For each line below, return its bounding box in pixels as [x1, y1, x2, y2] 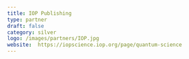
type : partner [7, 16, 48, 23]
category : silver [7, 28, 57, 36]
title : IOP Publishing [7, 9, 72, 17]
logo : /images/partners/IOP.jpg [7, 35, 99, 42]
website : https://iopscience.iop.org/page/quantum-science [7, 41, 183, 48]
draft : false [7, 22, 45, 29]
